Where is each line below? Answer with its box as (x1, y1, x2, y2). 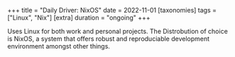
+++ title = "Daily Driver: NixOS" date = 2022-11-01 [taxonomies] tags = (7, 6, 217, 14)
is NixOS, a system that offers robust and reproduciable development (7, 34, 210, 43)
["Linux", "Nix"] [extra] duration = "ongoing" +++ (7, 13, 151, 22)
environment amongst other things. (7, 42, 110, 50)
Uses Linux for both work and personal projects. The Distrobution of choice (7, 27, 229, 35)
